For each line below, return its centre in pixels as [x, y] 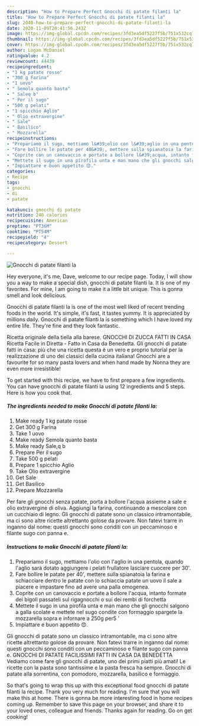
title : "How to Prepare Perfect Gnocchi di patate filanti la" [86, 17]
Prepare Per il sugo [39, 452]
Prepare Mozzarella [39, 490]
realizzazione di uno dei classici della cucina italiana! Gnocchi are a [89, 356]
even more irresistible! [34, 369]
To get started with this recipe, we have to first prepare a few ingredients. [96, 380]
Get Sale [26, 478]
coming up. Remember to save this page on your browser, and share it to [95, 704]
